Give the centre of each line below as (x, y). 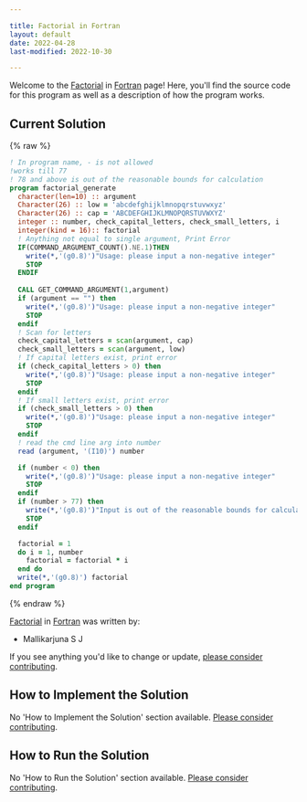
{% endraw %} (37, 603)
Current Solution (58, 124)
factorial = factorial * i (77, 561)
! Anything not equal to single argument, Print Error (124, 238)
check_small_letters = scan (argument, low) (101, 349)
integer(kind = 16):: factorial (79, 231)
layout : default (40, 34)
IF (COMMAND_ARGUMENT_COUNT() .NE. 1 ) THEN (94, 248)
